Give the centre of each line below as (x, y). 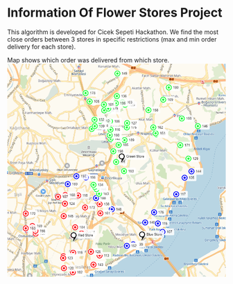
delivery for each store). (42, 46)
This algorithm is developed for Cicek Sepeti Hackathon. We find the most (113, 32)
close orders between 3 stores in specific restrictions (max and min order (112, 39)
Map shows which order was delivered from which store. (88, 60)
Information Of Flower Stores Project (115, 13)
